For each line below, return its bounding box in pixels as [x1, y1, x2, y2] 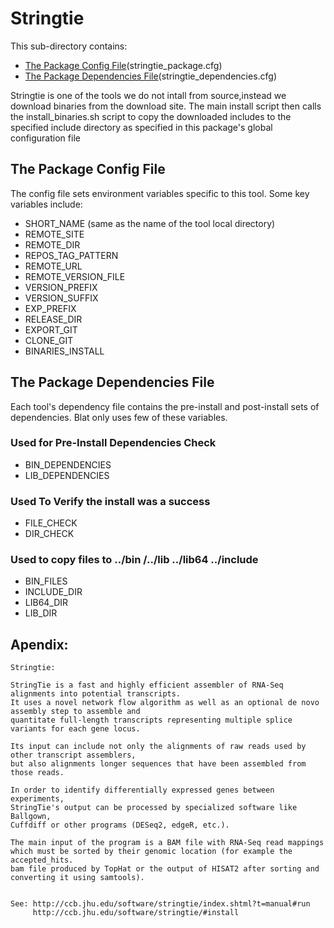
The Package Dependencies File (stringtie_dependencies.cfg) [24, 70, 278, 82]
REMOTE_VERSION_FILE [24, 270, 126, 282]
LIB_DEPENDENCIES [24, 469, 110, 481]
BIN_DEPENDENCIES [24, 458, 112, 471]
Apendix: [10, 636, 69, 653]
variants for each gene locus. [10, 724, 141, 734]
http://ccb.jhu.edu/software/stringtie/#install [32, 908, 240, 918]
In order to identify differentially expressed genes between [10, 785, 275, 796]
